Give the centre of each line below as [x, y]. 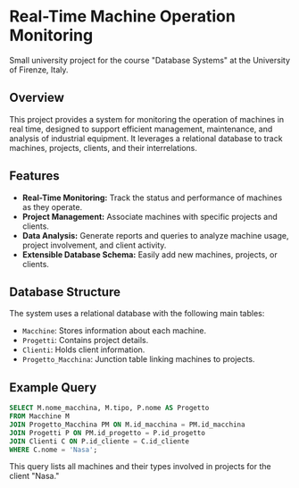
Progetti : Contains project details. [85, 341]
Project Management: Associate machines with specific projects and [150, 216]
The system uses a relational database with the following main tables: [137, 314]
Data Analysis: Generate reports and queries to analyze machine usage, [155, 235]
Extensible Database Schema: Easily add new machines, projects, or [150, 254]
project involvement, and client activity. [94, 245]
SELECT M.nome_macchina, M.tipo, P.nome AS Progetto [109, 408]
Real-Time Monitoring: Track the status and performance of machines [152, 198]
